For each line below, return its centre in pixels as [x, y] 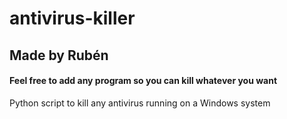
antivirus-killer [72, 18]
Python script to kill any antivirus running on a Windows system [140, 103]
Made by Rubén [59, 55]
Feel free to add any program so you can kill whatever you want [143, 81]
